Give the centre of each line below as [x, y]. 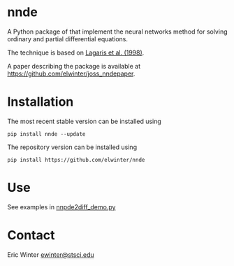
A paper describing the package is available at [74, 66]
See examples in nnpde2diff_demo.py [61, 206]
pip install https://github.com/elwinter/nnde [76, 160]
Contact [31, 235]
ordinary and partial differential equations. [67, 38]
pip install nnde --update [46, 134]
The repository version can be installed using [72, 147]
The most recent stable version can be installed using [85, 121]
